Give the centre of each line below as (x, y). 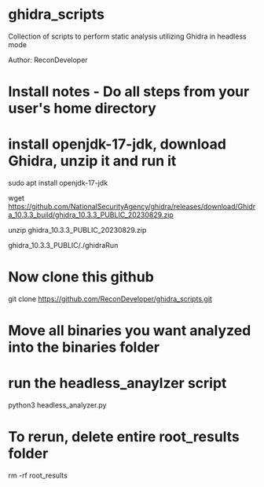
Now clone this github (81, 277)
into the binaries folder (84, 347)
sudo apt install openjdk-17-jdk (58, 183)
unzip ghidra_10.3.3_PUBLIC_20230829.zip (77, 231)
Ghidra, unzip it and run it (92, 161)
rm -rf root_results (38, 476)
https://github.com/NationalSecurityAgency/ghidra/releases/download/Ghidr (132, 207)
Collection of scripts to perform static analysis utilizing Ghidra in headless (127, 36)
